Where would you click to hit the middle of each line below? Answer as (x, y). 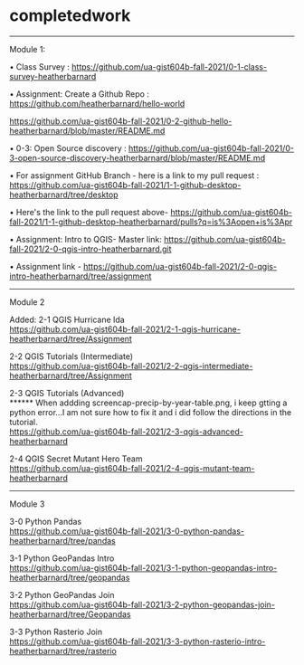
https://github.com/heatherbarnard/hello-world (97, 103)
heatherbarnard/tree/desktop (64, 195)
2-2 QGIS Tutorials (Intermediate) (71, 356)
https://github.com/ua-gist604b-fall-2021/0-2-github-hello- (121, 121)
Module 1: (28, 49)
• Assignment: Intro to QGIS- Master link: (86, 239)
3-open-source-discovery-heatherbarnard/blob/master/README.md (137, 157)
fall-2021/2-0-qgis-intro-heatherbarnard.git (90, 249)
